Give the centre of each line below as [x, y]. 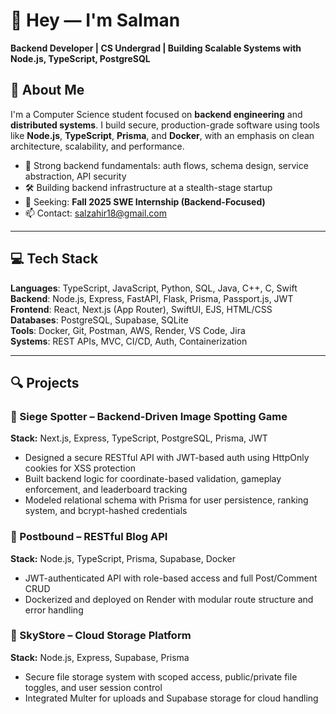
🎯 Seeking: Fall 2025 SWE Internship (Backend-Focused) [145, 201]
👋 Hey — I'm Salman [95, 20]
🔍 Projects [45, 382]
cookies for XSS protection [80, 468]
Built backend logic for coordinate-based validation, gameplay [153, 479]
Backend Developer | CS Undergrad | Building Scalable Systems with [156, 48]
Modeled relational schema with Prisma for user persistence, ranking [166, 500]
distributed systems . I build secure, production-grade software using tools [165, 125]
